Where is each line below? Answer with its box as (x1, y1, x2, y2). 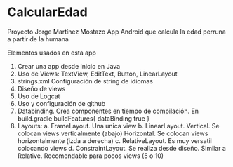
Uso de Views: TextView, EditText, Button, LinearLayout (17, 69, 178, 78)
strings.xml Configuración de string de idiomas (17, 76, 153, 85)
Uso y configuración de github (17, 99, 106, 107)
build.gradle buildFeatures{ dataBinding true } (17, 114, 149, 123)
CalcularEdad (7, 4, 88, 20)
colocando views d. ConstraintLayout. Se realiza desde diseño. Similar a (17, 144, 227, 152)
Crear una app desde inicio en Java (17, 62, 121, 70)
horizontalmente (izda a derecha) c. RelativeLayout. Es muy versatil (17, 136, 212, 145)
